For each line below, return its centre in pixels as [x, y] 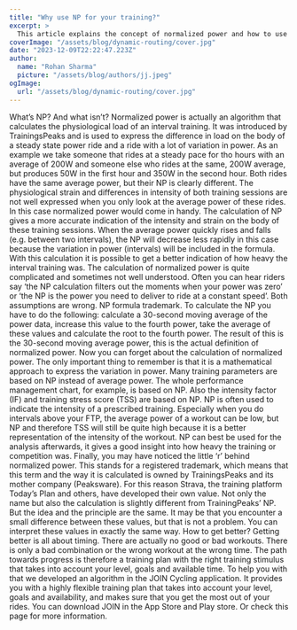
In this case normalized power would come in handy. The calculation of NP [145, 211]
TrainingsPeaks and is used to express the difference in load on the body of [147, 136]
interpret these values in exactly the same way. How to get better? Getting [145, 531]
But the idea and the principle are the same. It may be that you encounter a [146, 512]
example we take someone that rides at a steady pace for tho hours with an [147, 154]
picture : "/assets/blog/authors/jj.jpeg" [95, 75]
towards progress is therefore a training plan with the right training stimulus [147, 559]
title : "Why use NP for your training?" [85, 17]
